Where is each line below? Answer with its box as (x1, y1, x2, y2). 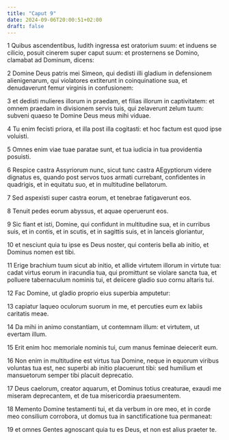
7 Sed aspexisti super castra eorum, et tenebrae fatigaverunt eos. (7, 194, 192, 202)
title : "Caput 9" (7, 10, 57, 17)
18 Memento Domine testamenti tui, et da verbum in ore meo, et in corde (7, 405, 211, 413)
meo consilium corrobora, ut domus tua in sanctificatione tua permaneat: (7, 412, 213, 421)
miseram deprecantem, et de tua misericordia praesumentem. (7, 391, 181, 400)
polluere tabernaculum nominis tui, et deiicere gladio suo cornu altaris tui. (7, 276, 215, 284)
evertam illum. (7, 330, 47, 339)
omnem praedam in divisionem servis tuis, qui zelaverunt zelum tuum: (7, 104, 204, 113)
